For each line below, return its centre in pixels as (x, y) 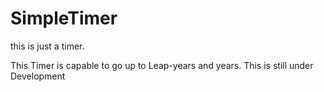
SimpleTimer (64, 18)
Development (38, 76)
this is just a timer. (47, 46)
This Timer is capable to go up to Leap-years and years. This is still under (162, 65)
